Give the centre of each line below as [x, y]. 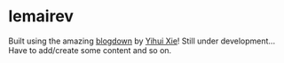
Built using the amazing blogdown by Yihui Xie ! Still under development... [142, 41]
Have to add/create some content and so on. [90, 50]
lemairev [41, 16]
